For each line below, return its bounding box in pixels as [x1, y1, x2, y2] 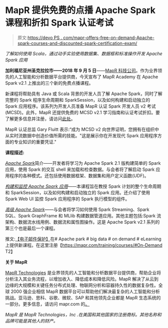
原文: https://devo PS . [17, 35, 62, 41]
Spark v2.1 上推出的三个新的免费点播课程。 [5, 80, 93, 86]
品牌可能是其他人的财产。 [5, 317, 58, 323]
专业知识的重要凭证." [13, 139, 56, 145]
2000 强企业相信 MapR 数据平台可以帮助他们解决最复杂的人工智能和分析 [10, 288, 160, 294]
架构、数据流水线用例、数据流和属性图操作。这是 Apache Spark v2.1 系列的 [5, 219, 160, 225]
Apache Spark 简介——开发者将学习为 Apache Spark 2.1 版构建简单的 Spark [5, 160, 161, 166]
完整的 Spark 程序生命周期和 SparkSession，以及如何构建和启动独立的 [5, 97, 150, 103]
